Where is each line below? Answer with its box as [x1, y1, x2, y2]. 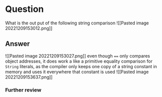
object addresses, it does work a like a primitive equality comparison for [5, 58, 153, 64]
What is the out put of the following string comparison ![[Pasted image [5, 20, 149, 26]
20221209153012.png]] [5, 25, 53, 31]
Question [5, 3, 44, 15]
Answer [5, 40, 30, 48]
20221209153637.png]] [5, 74, 53, 80]
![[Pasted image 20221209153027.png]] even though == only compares [5, 53, 150, 59]
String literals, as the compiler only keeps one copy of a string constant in [5, 63, 158, 69]
